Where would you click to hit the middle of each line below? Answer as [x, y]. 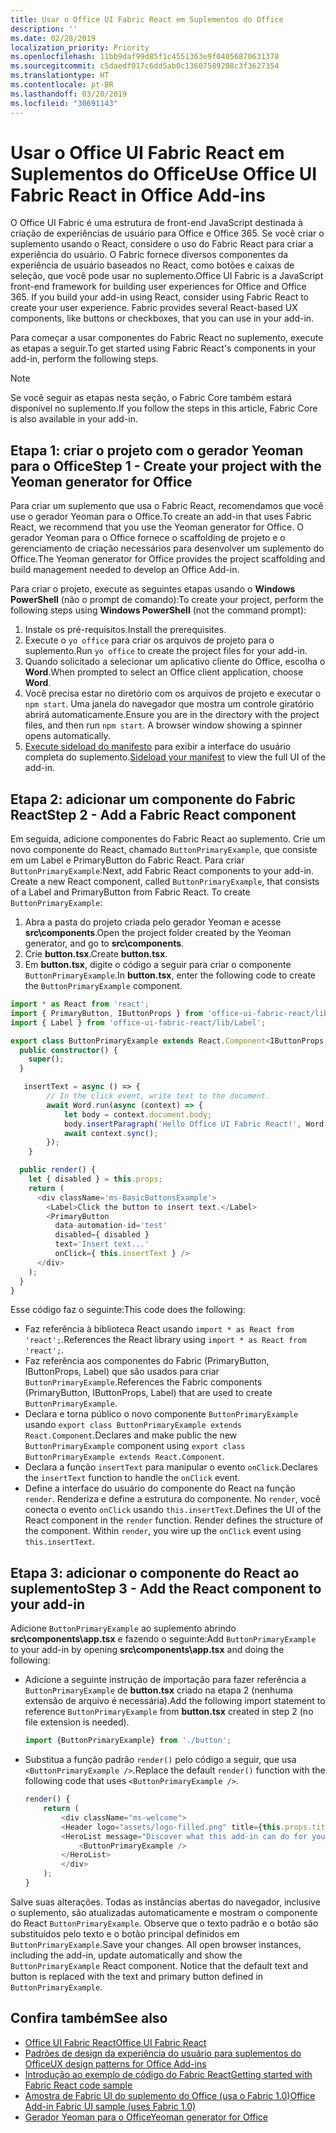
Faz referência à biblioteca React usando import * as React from [159, 1329]
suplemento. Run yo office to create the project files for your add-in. [166, 651]
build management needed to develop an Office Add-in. [125, 570]
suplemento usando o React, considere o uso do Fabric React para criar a [162, 244]
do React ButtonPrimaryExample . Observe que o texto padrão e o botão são [164, 1923]
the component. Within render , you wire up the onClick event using [163, 1531]
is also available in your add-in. [74, 419]
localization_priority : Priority [80, 47]
